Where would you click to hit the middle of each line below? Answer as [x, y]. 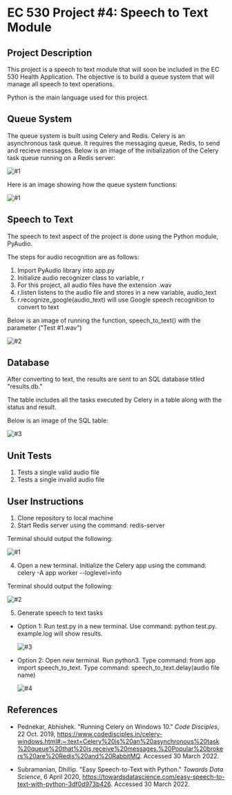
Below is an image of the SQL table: [58, 421]
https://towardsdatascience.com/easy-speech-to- [153, 776]
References [32, 710]
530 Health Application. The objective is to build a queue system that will [111, 77]
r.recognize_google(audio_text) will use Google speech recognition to [116, 300]
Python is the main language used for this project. [78, 97]
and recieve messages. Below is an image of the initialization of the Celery [113, 150]
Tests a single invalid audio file [61, 480]
